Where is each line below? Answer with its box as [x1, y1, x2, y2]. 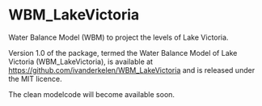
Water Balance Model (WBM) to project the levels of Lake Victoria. [8, 32, 229, 42]
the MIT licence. [8, 74, 62, 83]
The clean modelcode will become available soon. [8, 89, 175, 99]
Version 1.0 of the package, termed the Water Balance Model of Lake [8, 48, 238, 57]
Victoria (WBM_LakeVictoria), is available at [8, 57, 154, 66]
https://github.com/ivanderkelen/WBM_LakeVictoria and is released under [8, 65, 256, 74]
